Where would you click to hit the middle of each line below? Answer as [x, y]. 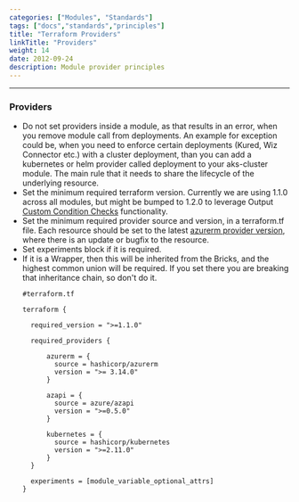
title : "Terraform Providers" [65, 34]
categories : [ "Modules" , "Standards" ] [81, 17]
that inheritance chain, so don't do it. [89, 278]
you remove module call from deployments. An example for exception [149, 136]
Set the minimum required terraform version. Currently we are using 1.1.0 [155, 193]
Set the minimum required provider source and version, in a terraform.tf [153, 221]
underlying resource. [61, 183]
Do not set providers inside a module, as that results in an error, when [149, 127]
